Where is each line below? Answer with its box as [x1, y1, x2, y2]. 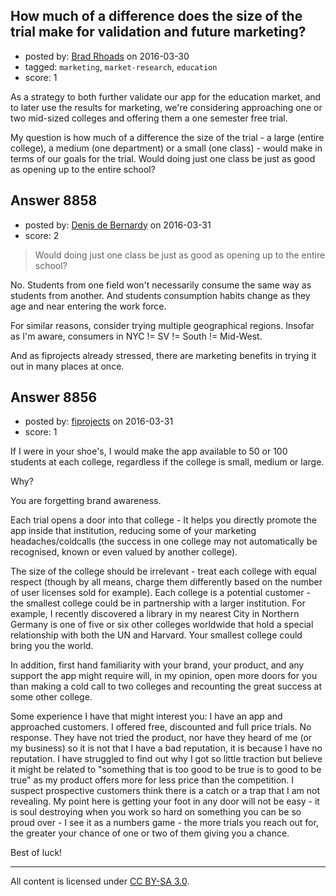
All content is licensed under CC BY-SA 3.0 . [10, 875, 190, 888]
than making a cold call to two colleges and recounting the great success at [10, 680, 323, 693]
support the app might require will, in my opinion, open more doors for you [10, 670, 318, 682]
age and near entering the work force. [10, 300, 167, 312]
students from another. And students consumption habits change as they [10, 289, 311, 301]
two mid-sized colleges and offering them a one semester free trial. [10, 112, 288, 124]
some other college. [10, 691, 93, 703]
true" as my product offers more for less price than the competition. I [10, 774, 295, 786]
